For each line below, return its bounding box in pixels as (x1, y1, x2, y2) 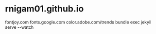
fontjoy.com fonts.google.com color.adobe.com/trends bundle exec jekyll (5, 19, 152, 25)
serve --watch (5, 24, 34, 30)
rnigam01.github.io (5, 3, 84, 14)
